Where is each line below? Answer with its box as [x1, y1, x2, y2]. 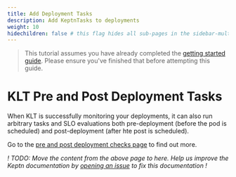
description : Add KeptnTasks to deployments [7, 17, 140, 24]
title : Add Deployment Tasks [7, 10, 93, 18]
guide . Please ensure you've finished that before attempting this [24, 57, 211, 65]
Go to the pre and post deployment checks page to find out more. [7, 140, 197, 149]
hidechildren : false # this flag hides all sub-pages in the [7, 29, 190, 37]
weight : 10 [7, 23, 39, 30]
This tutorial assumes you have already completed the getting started [24, 49, 226, 58]
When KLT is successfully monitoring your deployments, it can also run [7, 112, 213, 120]
